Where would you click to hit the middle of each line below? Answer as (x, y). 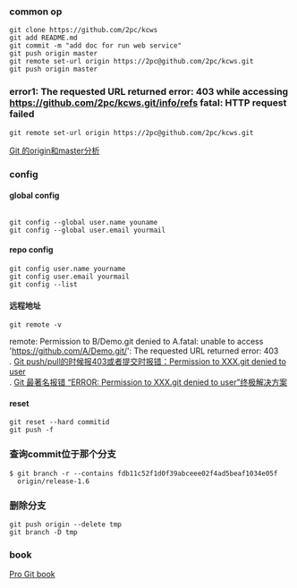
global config (34, 196)
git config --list (43, 284)
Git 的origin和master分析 (55, 150)
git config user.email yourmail (69, 277)
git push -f (31, 430)
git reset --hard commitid (59, 422)
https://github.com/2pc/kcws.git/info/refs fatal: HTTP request (148, 103)
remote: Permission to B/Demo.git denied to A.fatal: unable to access (136, 342)
